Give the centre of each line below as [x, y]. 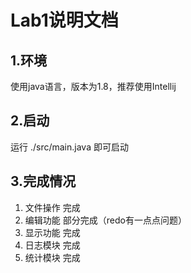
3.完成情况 [43, 181]
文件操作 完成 [52, 207]
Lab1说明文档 [64, 20]
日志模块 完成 [52, 245]
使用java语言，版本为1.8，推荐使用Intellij [93, 86]
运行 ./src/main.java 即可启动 [69, 147]
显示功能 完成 [52, 232]
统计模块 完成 [52, 257]
